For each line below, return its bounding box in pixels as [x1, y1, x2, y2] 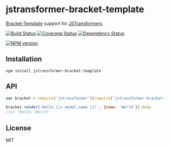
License [6, 124, 31, 132]
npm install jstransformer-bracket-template [6, 68, 101, 73]
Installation [6, 55, 42, 64]
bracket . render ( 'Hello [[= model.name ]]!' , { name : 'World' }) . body [6, 105, 152, 110]
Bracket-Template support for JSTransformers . [6, 20, 104, 26]
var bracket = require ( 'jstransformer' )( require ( [6, 96, 113, 101]
